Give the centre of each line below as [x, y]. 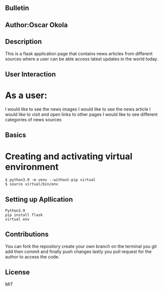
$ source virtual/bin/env [32, 184]
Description [23, 42]
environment [32, 167]
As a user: [26, 95]
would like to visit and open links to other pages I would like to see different [81, 114]
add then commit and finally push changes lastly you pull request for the [78, 252]
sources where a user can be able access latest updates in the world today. [82, 59]
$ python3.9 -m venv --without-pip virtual [50, 180]
